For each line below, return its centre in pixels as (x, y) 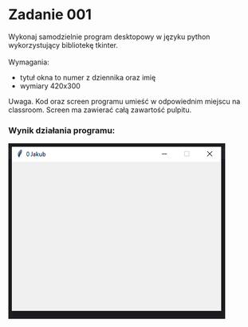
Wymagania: (29, 62)
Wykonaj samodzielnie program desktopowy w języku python (109, 37)
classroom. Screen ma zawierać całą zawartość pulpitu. (100, 110)
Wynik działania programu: (62, 130)
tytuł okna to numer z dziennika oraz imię (88, 77)
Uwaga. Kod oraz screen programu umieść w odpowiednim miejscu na (124, 101)
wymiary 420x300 (50, 86)
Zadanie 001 (50, 15)
